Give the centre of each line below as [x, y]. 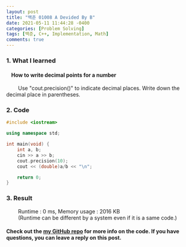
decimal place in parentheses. [43, 95]
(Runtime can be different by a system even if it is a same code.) [97, 218]
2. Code [18, 110]
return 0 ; [29, 177]
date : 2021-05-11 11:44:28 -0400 [48, 23]
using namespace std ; [33, 133]
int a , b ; [29, 150]
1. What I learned [31, 61]
